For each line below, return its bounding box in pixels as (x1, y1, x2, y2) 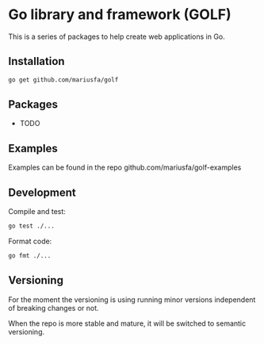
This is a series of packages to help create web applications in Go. (8, 32, 226, 41)
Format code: (8, 236, 52, 246)
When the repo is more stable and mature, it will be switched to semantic (8, 319, 247, 328)
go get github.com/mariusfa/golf (8, 75, 119, 84)
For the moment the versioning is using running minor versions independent (8, 295, 256, 304)
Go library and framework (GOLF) (8, 6, 231, 24)
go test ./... (8, 222, 55, 231)
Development (8, 185, 77, 199)
